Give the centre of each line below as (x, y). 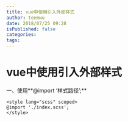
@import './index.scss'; (38, 107)
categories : (21, 35)
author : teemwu (26, 18)
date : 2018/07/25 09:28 (37, 23)
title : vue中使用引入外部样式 (41, 12)
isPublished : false (31, 29)
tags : (13, 40)
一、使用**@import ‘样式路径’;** (47, 90)
